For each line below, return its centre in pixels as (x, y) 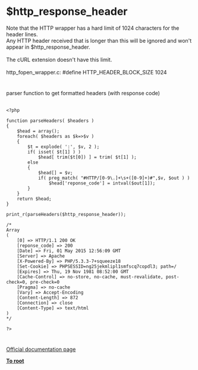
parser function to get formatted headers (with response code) (83, 93)
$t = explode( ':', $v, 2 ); (64, 147)
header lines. (22, 34)
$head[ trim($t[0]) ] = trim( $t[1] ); (87, 157)
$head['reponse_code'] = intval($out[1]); (102, 183)
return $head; (34, 199)
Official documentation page (41, 349)
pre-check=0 (45, 282)
